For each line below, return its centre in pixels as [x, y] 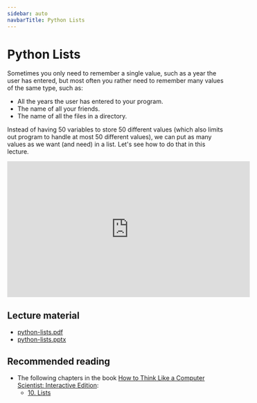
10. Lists [39, 393]
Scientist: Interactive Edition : [58, 386]
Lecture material [43, 315]
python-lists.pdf [40, 332]
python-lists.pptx [42, 339]
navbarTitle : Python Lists [46, 20]
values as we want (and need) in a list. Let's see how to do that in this [106, 144]
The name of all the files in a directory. [72, 116]
